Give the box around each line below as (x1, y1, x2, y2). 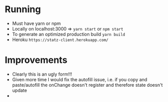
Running (5, 4, 41, 15)
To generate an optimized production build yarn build (12, 31, 125, 37)
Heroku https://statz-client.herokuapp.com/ (12, 37, 109, 43)
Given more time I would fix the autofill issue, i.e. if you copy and (12, 76, 148, 82)
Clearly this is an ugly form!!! (12, 71, 72, 77)
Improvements (5, 54, 68, 66)
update (12, 87, 27, 93)
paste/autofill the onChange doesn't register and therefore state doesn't (12, 82, 163, 88)
